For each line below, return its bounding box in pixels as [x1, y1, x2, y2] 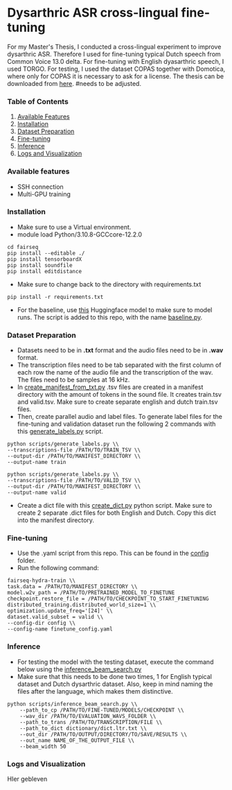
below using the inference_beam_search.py [17, 664, 142, 673]
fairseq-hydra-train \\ [7, 577, 76, 584]
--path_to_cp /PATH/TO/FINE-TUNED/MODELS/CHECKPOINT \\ [19, 706, 185, 714]
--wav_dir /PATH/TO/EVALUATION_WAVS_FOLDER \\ [19, 712, 157, 719]
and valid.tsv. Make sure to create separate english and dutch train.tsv [17, 397, 218, 406]
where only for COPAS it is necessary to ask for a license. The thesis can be [7, 71, 224, 80]
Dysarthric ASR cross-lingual [7, 5, 179, 21]
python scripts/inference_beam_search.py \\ [7, 701, 138, 707]
